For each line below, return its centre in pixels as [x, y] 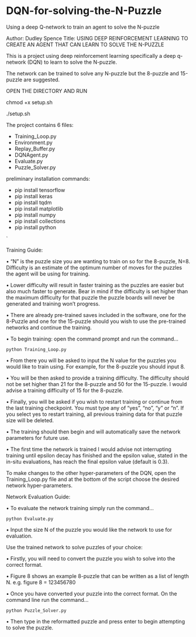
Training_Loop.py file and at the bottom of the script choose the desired [93, 479]
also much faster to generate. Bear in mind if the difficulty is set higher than [97, 291]
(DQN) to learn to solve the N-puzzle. [72, 62]
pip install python [35, 227]
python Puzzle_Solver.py [36, 610]
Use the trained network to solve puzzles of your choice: [74, 547]
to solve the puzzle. [30, 628]
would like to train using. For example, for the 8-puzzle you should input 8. [96, 366]
